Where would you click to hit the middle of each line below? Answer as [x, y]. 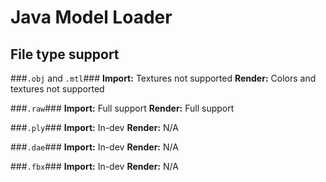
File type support [65, 54]
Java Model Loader [91, 17]
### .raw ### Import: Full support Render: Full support [122, 108]
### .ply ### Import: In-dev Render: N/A [94, 127]
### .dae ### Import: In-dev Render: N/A [94, 147]
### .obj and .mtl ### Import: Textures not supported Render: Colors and [163, 78]
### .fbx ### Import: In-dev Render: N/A [94, 166]
